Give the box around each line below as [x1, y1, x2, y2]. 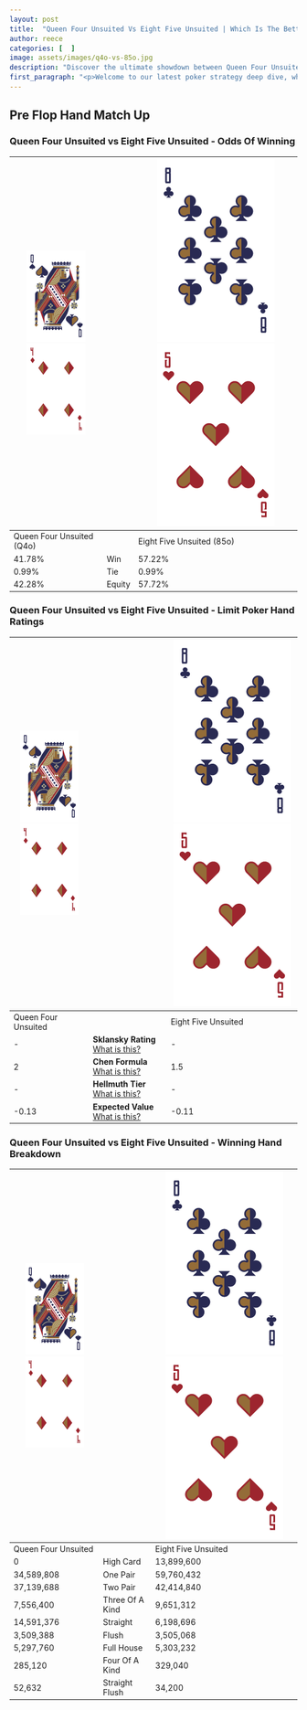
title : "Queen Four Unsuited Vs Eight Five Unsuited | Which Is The [9, 24, 281, 34]
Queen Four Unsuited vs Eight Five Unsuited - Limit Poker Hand [9, 604, 295, 617]
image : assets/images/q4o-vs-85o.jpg [9, 53, 153, 63]
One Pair [102, 1568, 135, 1580]
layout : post [9, 15, 59, 24]
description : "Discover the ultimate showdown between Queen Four [9, 63, 268, 72]
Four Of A [102, 1655, 140, 1666]
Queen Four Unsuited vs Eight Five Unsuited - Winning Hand [9, 1136, 282, 1149]
